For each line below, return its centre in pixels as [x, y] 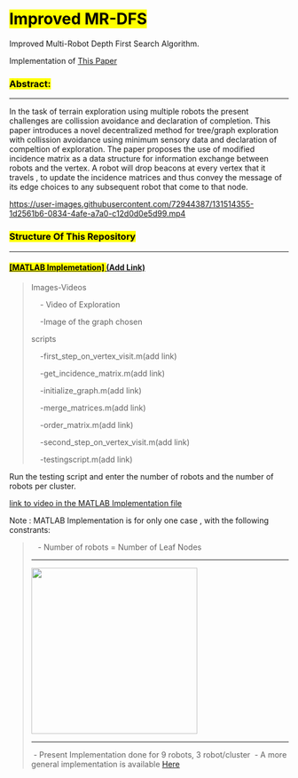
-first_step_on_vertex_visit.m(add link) [108, 356]
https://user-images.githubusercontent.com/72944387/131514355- [132, 204]
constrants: [30, 529]
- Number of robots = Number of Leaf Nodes [120, 547]
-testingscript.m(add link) [86, 459]
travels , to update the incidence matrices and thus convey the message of [145, 178]
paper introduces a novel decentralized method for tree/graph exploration [144, 131]
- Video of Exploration [80, 304]
